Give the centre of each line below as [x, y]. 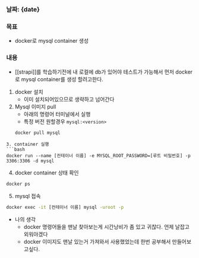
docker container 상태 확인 [47, 173]
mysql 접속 [28, 196]
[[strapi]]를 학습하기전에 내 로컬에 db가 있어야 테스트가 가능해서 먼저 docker [104, 72]
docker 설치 [29, 92]
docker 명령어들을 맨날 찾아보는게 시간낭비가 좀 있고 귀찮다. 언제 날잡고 [107, 227]
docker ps [18, 184]
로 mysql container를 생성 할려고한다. [59, 79]
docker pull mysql [37, 133]
